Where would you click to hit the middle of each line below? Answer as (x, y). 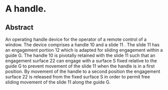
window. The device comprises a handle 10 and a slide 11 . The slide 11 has (82, 45)
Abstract (19, 27)
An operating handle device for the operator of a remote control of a (76, 39)
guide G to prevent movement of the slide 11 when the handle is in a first (80, 66)
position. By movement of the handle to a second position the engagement (83, 71)
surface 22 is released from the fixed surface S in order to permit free (78, 77)
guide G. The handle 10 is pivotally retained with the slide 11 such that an (80, 55)
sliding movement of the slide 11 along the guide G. (58, 82)
